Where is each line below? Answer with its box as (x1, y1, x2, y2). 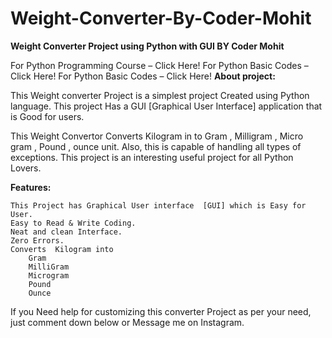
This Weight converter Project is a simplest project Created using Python (10, 89, 310, 101)
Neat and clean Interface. (10, 227, 123, 237)
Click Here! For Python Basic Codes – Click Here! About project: (10, 70, 276, 82)
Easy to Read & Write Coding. (10, 218, 137, 228)
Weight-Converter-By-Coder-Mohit (10, 7, 312, 30)
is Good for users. (10, 110, 85, 122)
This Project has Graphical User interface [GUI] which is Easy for (10, 200, 307, 211)
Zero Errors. (10, 235, 65, 246)
